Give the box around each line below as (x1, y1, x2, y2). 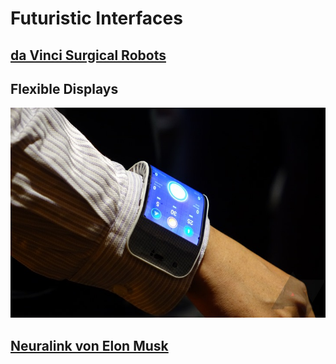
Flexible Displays (10, 80, 119, 97)
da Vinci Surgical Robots (10, 47, 167, 64)
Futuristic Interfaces (10, 7, 183, 30)
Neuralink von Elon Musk (10, 337, 169, 354)
